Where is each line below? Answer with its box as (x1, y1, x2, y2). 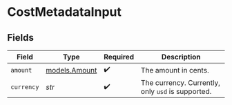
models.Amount (46, 65, 97, 75)
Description (161, 52, 202, 61)
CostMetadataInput (7, 4, 122, 20)
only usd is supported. (140, 87, 212, 96)
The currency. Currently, (140, 78, 221, 87)
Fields (7, 32, 35, 44)
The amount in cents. (140, 65, 209, 75)
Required (103, 52, 135, 61)
